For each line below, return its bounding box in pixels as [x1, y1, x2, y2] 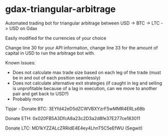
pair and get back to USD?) [12, 90, 69, 96]
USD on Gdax [9, 25, 38, 31]
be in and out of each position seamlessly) [12, 74, 101, 80]
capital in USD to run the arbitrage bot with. [5, 50, 96, 56]
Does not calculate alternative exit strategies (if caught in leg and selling [12, 80, 162, 86]
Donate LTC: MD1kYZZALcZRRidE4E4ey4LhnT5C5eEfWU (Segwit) [5, 125, 143, 131]
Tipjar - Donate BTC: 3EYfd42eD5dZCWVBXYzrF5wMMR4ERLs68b [5, 105, 145, 111]
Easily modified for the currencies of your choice [5, 35, 107, 41]
